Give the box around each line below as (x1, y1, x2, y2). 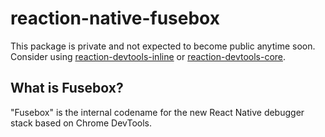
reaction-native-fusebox (10, 7, 220, 30)
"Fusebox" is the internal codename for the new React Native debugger (10, 106, 305, 118)
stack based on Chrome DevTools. (10, 117, 152, 129)
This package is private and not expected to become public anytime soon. (10, 40, 316, 52)
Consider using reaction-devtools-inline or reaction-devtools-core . (10, 50, 287, 62)
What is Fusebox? (10, 80, 124, 97)
